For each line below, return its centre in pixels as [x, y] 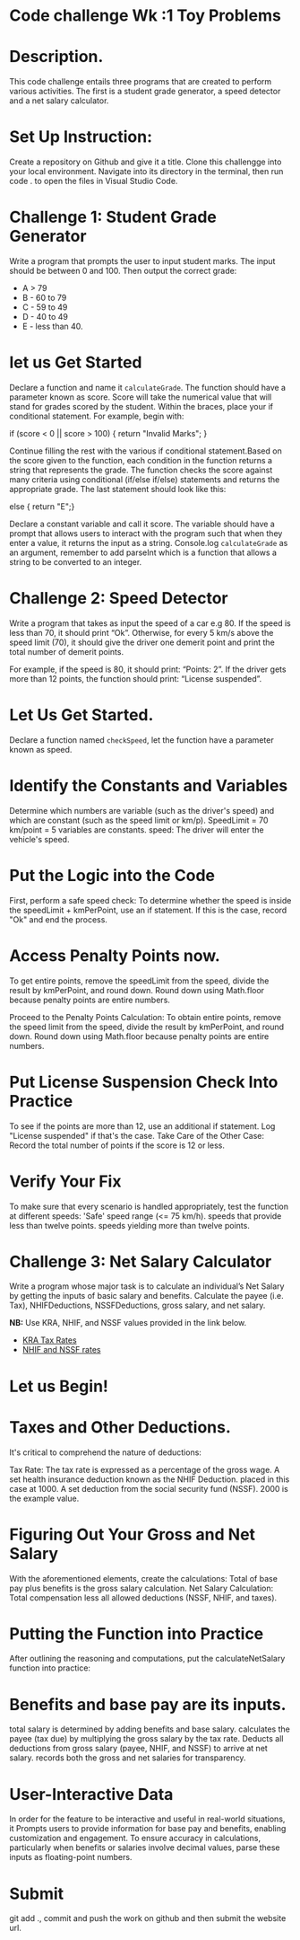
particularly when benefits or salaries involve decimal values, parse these [145, 1847]
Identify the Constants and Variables [149, 786]
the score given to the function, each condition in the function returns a [141, 460]
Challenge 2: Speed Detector [119, 599]
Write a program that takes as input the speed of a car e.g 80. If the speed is [150, 623]
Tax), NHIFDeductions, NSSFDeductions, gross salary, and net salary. [137, 1305]
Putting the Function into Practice [137, 1633]
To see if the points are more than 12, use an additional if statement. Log [142, 1126]
